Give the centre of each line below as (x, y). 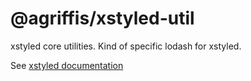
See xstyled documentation (67, 65)
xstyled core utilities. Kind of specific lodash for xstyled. (126, 46)
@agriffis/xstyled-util (102, 18)
